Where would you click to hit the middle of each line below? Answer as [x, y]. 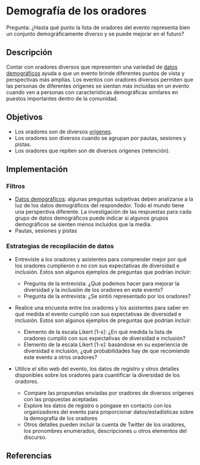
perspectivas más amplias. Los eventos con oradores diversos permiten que [100, 79]
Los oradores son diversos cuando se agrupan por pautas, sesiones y [100, 138]
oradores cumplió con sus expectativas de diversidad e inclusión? [104, 338]
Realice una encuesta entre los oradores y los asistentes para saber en [102, 307]
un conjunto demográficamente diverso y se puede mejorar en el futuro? [95, 33]
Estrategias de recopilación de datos [60, 246]
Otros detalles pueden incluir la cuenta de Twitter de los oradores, [105, 425]
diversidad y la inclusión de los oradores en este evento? [93, 289]
